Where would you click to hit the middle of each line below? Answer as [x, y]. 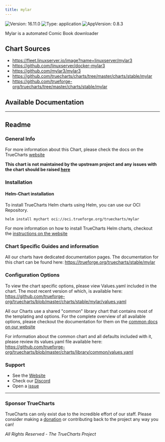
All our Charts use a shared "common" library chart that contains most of [79, 311]
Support [15, 365]
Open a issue [26, 386]
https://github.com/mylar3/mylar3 [46, 71]
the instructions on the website [36, 234]
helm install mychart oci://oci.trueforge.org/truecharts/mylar [72, 219]
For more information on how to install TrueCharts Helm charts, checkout [79, 228]
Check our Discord [31, 380]
